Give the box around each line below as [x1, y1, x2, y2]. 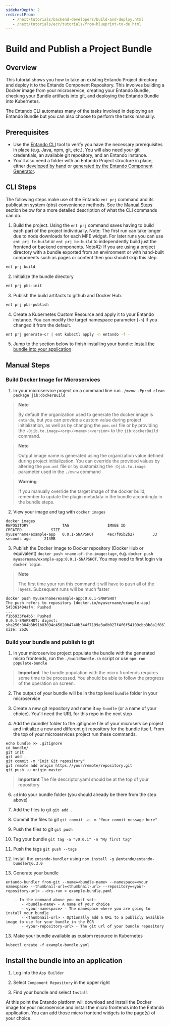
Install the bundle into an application [6, 956, 123, 965]
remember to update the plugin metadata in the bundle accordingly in [18, 494, 163, 500]
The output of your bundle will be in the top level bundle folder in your [13, 690, 158, 696]
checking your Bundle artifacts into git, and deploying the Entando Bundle [6, 93, 159, 99]
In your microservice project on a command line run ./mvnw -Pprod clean [13, 388, 165, 394]
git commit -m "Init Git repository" [6, 759, 85, 764]
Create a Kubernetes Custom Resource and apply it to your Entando [13, 311, 154, 317]
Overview [6, 63, 37, 72]
